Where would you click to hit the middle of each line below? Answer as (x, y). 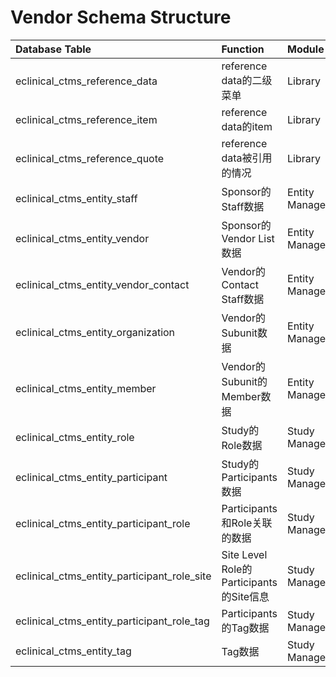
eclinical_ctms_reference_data (86, 81)
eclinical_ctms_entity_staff (76, 198)
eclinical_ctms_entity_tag (73, 651)
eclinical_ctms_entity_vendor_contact (102, 284)
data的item (247, 126)
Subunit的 (244, 381)
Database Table (53, 49)
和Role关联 (247, 523)
